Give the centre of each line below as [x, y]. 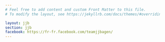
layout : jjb [17, 23]
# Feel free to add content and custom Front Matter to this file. [76, 10]
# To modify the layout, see [35, 14]
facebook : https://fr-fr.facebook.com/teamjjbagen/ [59, 32]
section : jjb [18, 27]
